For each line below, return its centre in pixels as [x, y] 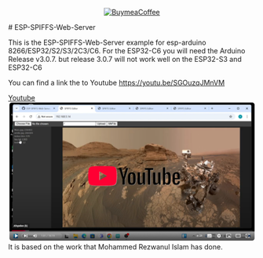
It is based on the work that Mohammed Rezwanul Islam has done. [115, 246]
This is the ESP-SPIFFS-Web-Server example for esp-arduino [107, 42]
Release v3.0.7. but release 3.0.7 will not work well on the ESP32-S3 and [125, 59]
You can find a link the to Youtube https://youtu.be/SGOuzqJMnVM [117, 83]
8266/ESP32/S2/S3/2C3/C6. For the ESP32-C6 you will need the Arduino [127, 51]
